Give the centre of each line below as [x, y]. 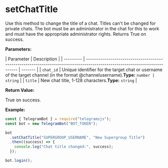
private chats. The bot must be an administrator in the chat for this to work [82, 28]
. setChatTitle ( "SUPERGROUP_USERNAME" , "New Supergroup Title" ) [77, 137]
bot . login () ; [19, 161]
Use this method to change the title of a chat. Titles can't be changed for [80, 23]
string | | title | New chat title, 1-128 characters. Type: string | [71, 80]
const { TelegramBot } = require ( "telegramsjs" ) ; [58, 119]
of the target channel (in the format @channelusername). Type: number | [80, 75]
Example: [15, 109]
